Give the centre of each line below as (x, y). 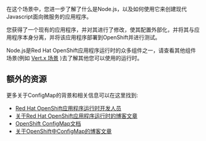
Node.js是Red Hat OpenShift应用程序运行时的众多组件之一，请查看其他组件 (101, 50)
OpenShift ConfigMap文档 (48, 123)
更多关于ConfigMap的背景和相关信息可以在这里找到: (72, 95)
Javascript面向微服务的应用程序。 (49, 17)
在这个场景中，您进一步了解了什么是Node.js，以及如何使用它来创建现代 (97, 9)
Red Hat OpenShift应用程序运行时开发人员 (68, 108)
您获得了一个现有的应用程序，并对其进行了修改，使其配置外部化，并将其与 (100, 30)
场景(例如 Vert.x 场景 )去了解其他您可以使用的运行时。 (74, 58)
